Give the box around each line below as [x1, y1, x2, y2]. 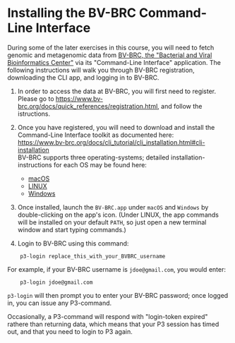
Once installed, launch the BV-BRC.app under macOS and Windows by [17, 203, 209, 211]
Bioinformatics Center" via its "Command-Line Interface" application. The [7, 58, 221, 66]
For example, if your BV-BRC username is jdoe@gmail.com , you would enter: [7, 265, 226, 273]
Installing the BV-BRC [7, 5, 136, 21]
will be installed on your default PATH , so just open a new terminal [17, 217, 207, 227]
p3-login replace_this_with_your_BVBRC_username [20, 253, 166, 260]
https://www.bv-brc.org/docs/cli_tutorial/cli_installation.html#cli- [17, 138, 205, 146]
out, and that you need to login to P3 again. [7, 327, 133, 336]
